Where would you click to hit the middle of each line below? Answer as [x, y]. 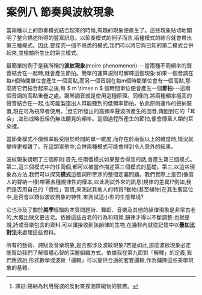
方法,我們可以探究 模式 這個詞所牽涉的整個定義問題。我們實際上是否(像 [103, 174]
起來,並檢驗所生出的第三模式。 [44, 52]
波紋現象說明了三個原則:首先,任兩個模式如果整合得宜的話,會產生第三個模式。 [101, 159]
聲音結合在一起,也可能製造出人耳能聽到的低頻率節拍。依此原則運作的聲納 [97, 103]
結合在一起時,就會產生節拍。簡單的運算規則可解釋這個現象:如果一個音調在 [103, 73]
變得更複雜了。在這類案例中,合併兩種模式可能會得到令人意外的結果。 [91, 146]
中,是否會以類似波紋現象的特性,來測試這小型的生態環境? [75, 197]
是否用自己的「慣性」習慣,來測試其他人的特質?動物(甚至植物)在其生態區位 [102, 189]
